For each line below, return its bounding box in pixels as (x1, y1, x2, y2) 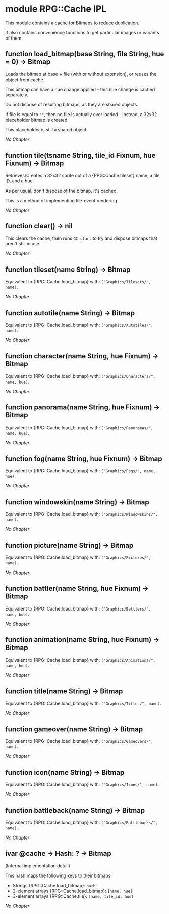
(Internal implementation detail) (5, 862, 71, 869)
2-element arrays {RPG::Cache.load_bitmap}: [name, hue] (12, 888, 133, 894)
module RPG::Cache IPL (5, 3, 107, 15)
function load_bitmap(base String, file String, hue (5, 50, 164, 58)
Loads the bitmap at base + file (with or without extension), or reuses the (5, 71, 157, 77)
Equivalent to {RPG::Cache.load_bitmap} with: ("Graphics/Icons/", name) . (5, 781, 159, 788)
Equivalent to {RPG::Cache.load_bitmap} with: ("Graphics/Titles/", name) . (5, 700, 161, 706)
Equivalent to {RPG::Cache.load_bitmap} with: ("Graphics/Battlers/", (5, 605, 151, 612)
